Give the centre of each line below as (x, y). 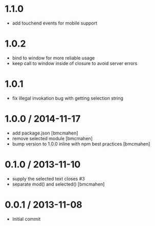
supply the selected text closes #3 (48, 178)
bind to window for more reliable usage (53, 58)
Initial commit (26, 219)
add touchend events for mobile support (55, 23)
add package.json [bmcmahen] (45, 133)
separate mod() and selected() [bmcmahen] (58, 184)
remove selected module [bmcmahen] (52, 138)
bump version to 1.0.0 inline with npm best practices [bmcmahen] (81, 144)
